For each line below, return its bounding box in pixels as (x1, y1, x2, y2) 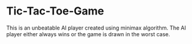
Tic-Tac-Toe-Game (6, 4, 105, 18)
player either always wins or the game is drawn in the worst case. (6, 30, 170, 37)
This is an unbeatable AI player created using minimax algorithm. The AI (6, 24, 187, 31)
